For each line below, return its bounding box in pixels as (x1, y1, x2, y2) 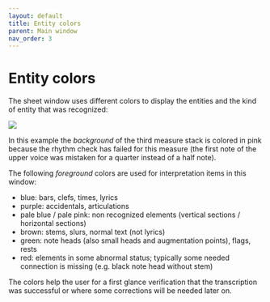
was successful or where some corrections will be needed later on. (8, 286, 232, 296)
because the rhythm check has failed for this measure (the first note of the (8, 144, 257, 154)
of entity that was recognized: (8, 104, 108, 114)
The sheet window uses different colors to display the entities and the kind (8, 96, 257, 106)
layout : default (8, 11, 63, 20)
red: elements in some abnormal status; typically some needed (19, 253, 230, 263)
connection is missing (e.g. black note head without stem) (19, 262, 213, 271)
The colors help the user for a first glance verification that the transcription (8, 277, 257, 287)
